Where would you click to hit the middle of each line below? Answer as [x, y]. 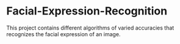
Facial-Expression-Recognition [87, 11]
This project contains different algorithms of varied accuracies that [90, 28]
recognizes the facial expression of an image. [63, 34]
